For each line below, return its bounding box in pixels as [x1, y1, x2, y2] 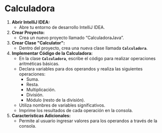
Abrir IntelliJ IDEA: [11, 19, 50, 25]
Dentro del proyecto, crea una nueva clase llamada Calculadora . [19, 45, 148, 51]
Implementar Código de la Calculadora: [11, 50, 93, 56]
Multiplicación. [26, 87, 56, 92]
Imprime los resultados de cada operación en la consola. [19, 107, 133, 113]
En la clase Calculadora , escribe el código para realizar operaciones [19, 55, 156, 61]
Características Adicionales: [11, 112, 71, 118]
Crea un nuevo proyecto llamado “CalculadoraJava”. [19, 35, 124, 41]
